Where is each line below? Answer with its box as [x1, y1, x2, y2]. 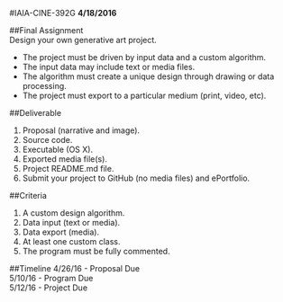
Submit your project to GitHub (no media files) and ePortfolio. [22, 173, 251, 183]
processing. [22, 81, 68, 91]
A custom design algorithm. [22, 208, 125, 218]
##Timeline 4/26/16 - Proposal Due [9, 263, 141, 273]
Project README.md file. [22, 164, 114, 173]
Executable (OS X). [22, 144, 93, 155]
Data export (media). [22, 226, 100, 237]
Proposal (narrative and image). [22, 125, 141, 136]
